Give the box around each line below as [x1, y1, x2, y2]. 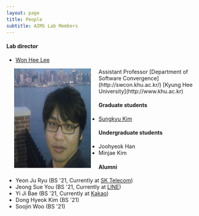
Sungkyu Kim [98, 115, 133, 122]
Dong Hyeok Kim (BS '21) [15, 196, 80, 204]
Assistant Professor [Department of [98, 68, 189, 75]
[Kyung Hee [162, 81, 193, 88]
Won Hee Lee [15, 56, 50, 64]
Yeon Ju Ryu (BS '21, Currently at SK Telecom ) [15, 177, 133, 184]
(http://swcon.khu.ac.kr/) [98, 81, 162, 88]
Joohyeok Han [98, 143, 136, 150]
